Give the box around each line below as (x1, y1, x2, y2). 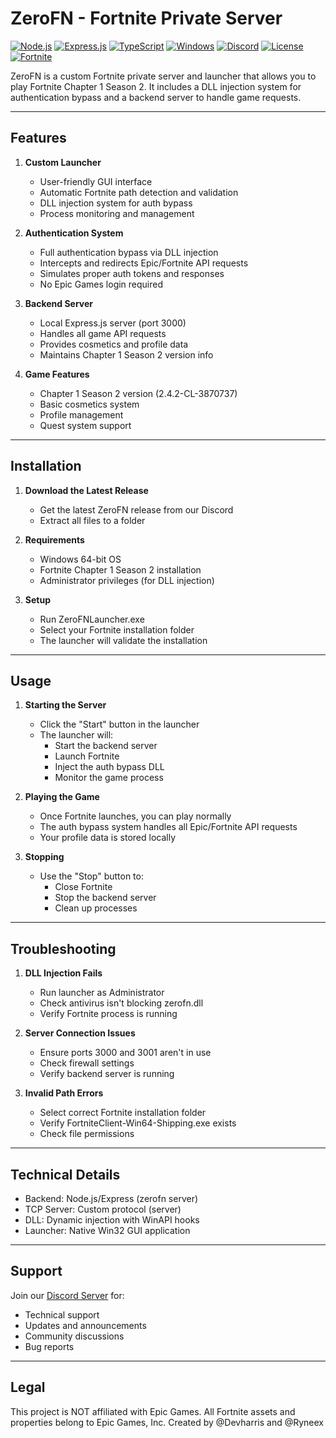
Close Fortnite (54, 881, 113, 893)
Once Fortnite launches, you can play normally (39, 810, 232, 822)
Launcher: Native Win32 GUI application (24, 1225, 191, 1236)
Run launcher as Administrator (39, 987, 165, 999)
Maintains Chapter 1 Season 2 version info (39, 348, 214, 361)
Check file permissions (39, 1128, 135, 1140)
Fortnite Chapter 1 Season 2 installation (39, 563, 202, 576)
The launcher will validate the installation (39, 634, 208, 646)
